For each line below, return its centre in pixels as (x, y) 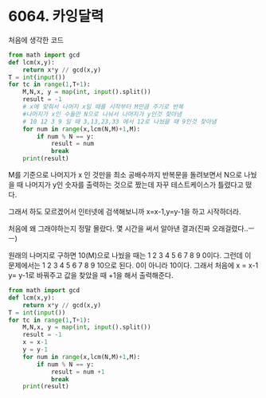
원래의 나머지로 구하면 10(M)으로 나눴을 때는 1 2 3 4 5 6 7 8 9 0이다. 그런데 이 (130, 256)
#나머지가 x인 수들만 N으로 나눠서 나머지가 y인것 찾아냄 (102, 114)
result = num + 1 (78, 372)
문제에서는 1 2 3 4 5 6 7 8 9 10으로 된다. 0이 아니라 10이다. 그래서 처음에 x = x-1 (133, 265)
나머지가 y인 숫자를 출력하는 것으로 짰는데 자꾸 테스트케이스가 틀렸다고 (135, 185)
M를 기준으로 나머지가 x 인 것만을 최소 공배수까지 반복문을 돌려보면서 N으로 (125, 175)
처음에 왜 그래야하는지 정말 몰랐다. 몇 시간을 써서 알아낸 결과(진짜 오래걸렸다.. (128, 228)
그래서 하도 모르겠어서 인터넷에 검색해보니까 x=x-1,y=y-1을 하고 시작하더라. (125, 212)
